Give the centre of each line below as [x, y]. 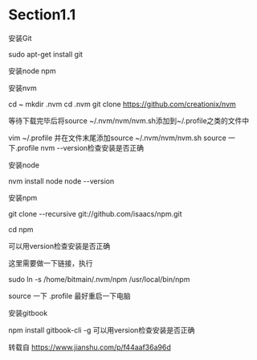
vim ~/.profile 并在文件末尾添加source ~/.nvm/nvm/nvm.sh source [117, 138]
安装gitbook [28, 312]
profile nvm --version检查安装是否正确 [81, 147]
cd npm [21, 229]
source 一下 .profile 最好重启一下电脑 [69, 296]
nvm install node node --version [61, 181]
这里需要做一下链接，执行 [51, 263]
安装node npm [32, 71]
